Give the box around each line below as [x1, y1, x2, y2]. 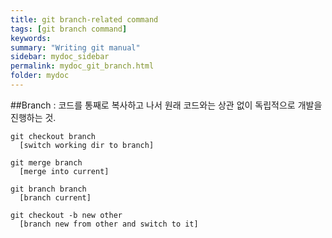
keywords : [10, 33, 52, 43]
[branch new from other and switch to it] [19, 219, 199, 229]
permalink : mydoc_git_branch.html [10, 61, 155, 71]
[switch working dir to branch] [19, 140, 155, 150]
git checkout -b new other [10, 210, 123, 220]
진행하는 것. [10, 111, 57, 123]
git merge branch [10, 157, 83, 168]
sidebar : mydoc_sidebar [10, 52, 110, 62]
